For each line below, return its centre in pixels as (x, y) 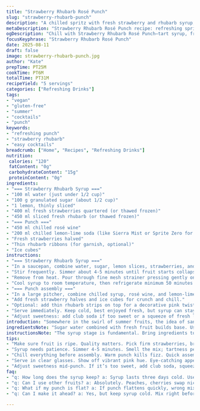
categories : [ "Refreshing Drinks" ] (50, 89)
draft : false (22, 51)
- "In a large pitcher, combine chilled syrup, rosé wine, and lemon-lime (101, 294)
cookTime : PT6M (25, 73)
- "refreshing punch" (33, 134)
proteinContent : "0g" (35, 178)
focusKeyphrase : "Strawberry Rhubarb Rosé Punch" (69, 39)
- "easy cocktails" (30, 144)
